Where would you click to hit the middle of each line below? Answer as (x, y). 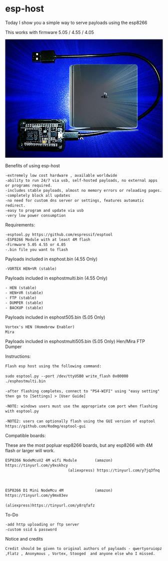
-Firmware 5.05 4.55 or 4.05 (35, 244)
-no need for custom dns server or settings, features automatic (74, 200)
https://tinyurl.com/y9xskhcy (37, 465)
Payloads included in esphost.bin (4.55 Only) (51, 259)
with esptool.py (22, 411)
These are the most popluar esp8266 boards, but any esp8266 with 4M (79, 445)
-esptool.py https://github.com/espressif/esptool (59, 234)
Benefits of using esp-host (32, 165)
